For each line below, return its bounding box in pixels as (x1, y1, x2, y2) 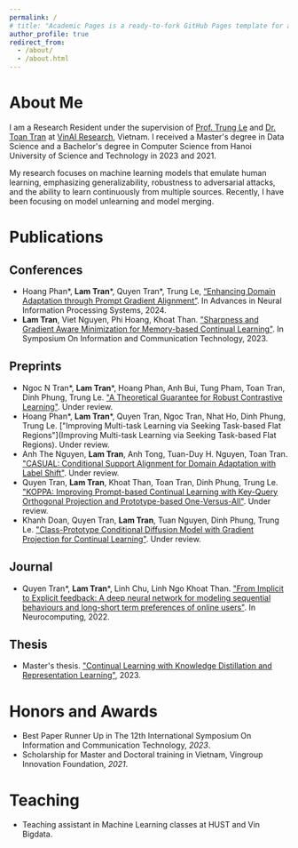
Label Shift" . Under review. (21, 468, 120, 478)
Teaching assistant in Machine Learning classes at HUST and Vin (21, 820, 260, 830)
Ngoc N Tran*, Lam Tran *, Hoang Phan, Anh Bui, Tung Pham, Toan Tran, (21, 382, 286, 393)
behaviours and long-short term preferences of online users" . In (21, 602, 255, 612)
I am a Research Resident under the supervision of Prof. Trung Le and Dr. (9, 122, 277, 132)
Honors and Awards (9, 701, 158, 721)
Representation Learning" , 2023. (21, 670, 142, 681)
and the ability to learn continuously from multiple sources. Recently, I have (9, 186, 285, 196)
